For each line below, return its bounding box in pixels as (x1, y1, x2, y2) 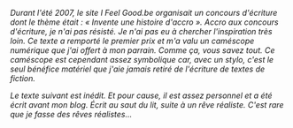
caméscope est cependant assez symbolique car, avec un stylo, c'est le (10, 55, 274, 64)
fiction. (10, 73, 36, 83)
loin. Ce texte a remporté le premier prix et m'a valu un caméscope (10, 35, 255, 46)
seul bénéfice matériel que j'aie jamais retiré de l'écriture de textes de (10, 64, 266, 74)
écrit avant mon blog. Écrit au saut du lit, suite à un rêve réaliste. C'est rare (10, 100, 284, 109)
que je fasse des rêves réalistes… (10, 109, 133, 119)
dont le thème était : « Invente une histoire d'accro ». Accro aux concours (10, 17, 279, 27)
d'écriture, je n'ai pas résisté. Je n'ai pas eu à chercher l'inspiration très (10, 26, 273, 36)
